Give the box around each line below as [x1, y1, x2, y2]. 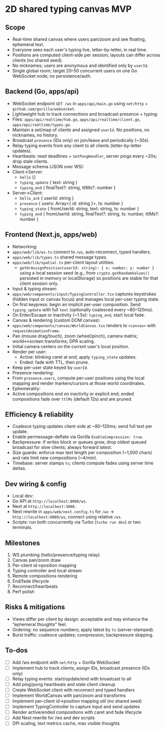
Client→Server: [12, 169, 43, 175]
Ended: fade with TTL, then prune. [19, 359, 90, 365]
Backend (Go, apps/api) [5, 88, 79, 96]
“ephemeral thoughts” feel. [12, 621, 67, 627]
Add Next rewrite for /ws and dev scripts [12, 715, 95, 721]
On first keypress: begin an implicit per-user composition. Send [12, 301, 141, 307]
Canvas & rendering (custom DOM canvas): [12, 317, 100, 323]
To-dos [5, 646, 28, 655]
